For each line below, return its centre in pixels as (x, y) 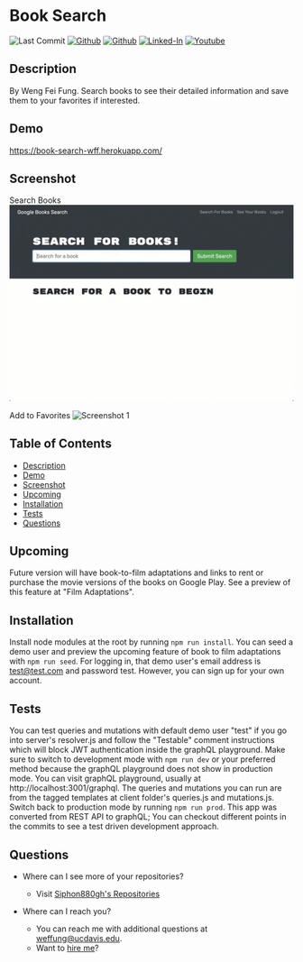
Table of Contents (61, 444)
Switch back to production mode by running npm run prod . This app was (143, 807)
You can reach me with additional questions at (122, 929)
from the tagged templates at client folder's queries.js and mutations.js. (142, 798)
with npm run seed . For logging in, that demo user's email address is (135, 661)
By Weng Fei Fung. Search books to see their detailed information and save (149, 90)
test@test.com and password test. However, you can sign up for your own (147, 671)
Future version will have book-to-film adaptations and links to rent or (137, 573)
